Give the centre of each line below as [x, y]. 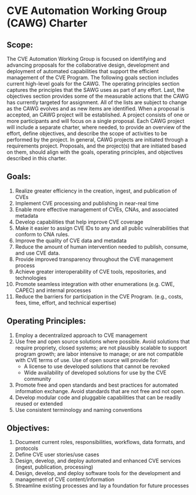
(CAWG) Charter [47, 23]
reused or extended [39, 403]
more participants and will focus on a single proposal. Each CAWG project [96, 121]
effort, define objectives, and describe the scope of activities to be [87, 133]
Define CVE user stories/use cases [57, 455]
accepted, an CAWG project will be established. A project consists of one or [98, 115]
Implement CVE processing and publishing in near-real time [87, 203]
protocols [27, 448]
